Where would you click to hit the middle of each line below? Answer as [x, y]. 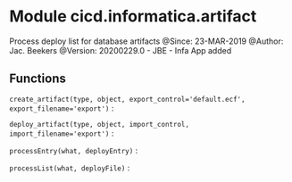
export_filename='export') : [62, 108]
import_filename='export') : [62, 133]
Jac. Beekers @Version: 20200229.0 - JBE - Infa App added [121, 50]
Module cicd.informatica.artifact [133, 17]
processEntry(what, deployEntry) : [74, 150]
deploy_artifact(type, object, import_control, [100, 124]
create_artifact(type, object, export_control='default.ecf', [127, 99]
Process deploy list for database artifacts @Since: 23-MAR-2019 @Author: [146, 41]
